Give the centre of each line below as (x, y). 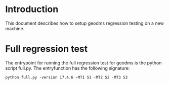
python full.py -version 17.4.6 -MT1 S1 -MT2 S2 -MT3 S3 (67, 77)
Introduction (32, 9)
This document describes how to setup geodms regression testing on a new (85, 23)
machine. (15, 28)
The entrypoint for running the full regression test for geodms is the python (83, 63)
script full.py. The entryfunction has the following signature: (68, 68)
